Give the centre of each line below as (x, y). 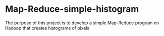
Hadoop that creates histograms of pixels (47, 28)
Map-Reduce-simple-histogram (72, 9)
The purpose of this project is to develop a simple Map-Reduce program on (82, 23)
